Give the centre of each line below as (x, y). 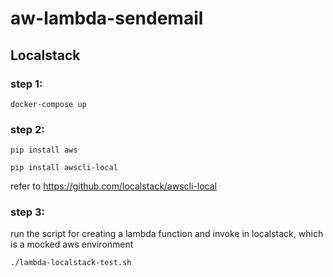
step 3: (27, 212)
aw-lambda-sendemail (107, 18)
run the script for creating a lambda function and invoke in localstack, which (167, 234)
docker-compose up (48, 104)
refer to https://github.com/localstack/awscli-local (113, 186)
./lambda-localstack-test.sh (71, 263)
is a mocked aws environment (72, 244)
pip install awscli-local (64, 168)
